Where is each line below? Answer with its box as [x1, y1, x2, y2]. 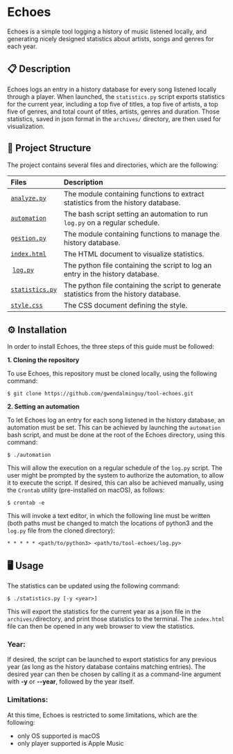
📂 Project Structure [7, 142, 92, 154]
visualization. [7, 122, 45, 130]
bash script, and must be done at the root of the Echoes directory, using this [7, 431, 225, 439]
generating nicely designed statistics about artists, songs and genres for [7, 34, 214, 42]
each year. [7, 42, 37, 50]
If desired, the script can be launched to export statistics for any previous [7, 655, 217, 663]
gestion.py [10, 234, 46, 242]
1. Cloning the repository [7, 356, 80, 364]
